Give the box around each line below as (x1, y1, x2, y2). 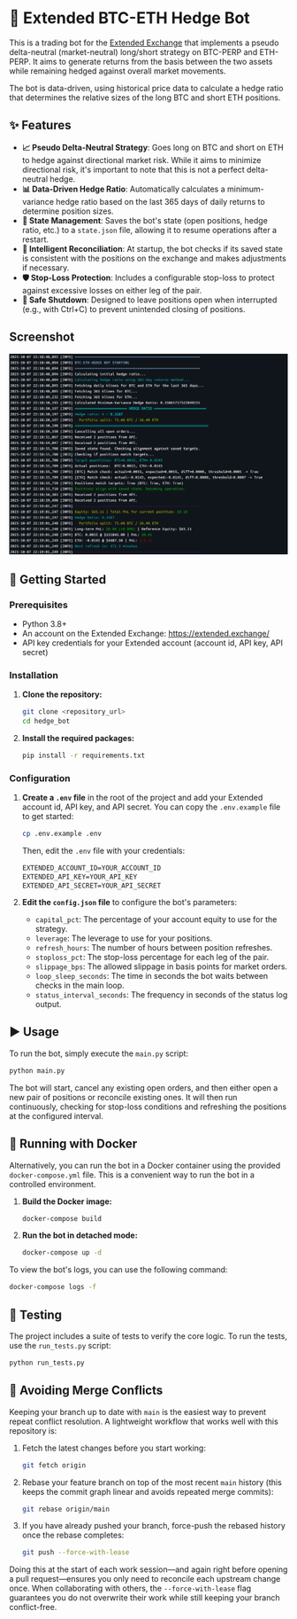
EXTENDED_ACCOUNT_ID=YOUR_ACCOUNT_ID (21, 864, 162, 872)
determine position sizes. (21, 206, 114, 216)
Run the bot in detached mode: (21, 1230, 139, 1240)
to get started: (21, 811, 74, 822)
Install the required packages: (21, 733, 135, 744)
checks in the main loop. (34, 980, 126, 991)
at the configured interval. (9, 1110, 103, 1121)
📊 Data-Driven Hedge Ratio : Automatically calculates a (21, 184, 225, 194)
